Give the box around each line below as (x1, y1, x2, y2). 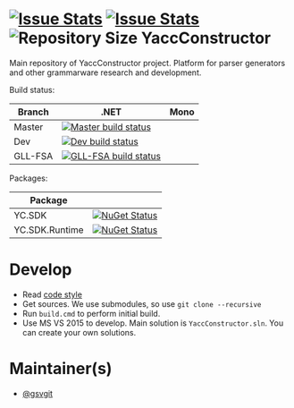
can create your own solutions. (21, 327, 137, 337)
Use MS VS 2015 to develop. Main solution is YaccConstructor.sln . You (21, 318, 284, 328)
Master (13, 121, 44, 133)
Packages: (9, 173, 48, 183)
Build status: (9, 84, 55, 95)
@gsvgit (21, 387, 54, 398)
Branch (17, 106, 49, 118)
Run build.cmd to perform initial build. (21, 308, 161, 319)
